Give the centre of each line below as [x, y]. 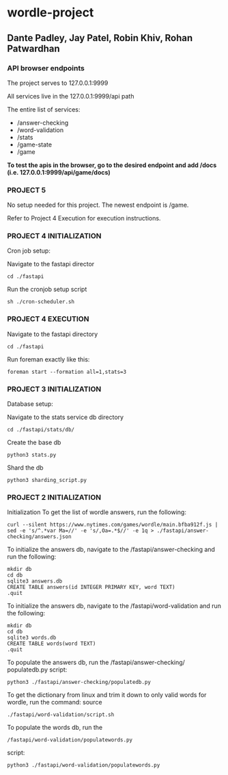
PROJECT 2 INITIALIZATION [54, 497]
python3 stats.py [32, 455]
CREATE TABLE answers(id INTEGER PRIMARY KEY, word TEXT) [91, 587]
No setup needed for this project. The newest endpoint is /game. [98, 205]
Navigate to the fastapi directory [53, 334]
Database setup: [30, 404]
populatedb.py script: [37, 670]
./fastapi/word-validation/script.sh [61, 715]
